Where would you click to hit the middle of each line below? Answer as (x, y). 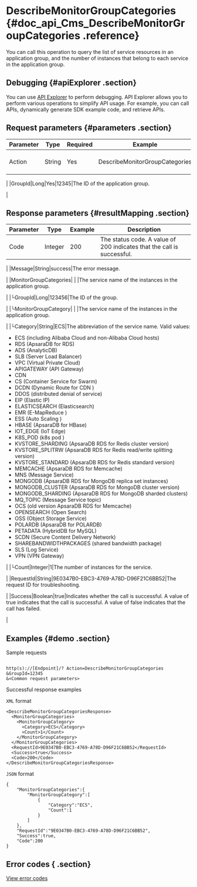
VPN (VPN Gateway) (39, 556)
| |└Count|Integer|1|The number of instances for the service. (79, 567)
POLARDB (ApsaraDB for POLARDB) (58, 525)
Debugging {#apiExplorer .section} (71, 83)
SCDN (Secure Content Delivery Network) (65, 537)
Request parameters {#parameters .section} (89, 128)
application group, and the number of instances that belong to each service (97, 58)
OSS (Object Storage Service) (50, 519)
